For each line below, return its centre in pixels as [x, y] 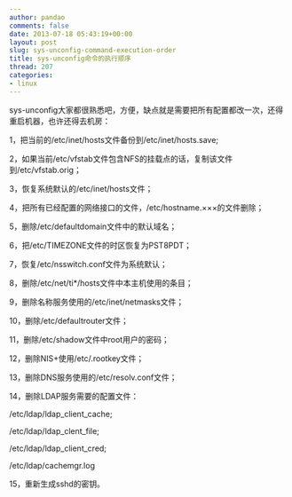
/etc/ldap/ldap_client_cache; [61, 414]
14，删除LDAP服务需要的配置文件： [74, 396]
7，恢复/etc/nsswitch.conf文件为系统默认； [89, 264]
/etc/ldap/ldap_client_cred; [58, 448]
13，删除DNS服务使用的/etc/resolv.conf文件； [93, 377]
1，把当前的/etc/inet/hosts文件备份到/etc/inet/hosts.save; [114, 139]
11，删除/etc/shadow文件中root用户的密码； [90, 339]
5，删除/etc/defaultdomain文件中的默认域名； [93, 226]
